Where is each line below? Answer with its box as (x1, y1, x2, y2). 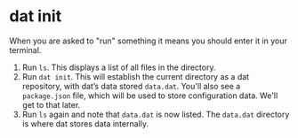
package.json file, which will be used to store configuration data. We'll (21, 90, 278, 101)
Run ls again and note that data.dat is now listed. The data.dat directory (21, 109, 290, 119)
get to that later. (21, 99, 81, 110)
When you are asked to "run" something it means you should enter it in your (9, 35, 287, 46)
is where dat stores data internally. (21, 118, 149, 129)
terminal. (9, 44, 42, 55)
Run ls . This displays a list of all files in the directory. (21, 62, 216, 73)
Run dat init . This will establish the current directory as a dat (21, 71, 250, 81)
